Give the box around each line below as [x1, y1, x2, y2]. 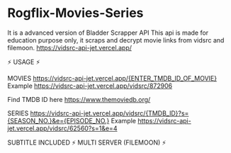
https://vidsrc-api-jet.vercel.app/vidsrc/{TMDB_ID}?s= [30, 108, 189, 118]
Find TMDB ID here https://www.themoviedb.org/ [7, 95, 151, 103]
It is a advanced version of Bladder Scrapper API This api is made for [7, 28, 209, 37]
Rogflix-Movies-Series [7, 5, 144, 21]
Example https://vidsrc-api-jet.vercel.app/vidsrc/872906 [7, 81, 172, 90]
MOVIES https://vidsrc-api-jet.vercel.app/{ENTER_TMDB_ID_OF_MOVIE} [7, 74, 218, 82]
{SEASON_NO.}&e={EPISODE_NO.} [7, 116, 110, 125]
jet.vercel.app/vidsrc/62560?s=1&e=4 [7, 124, 118, 132]
